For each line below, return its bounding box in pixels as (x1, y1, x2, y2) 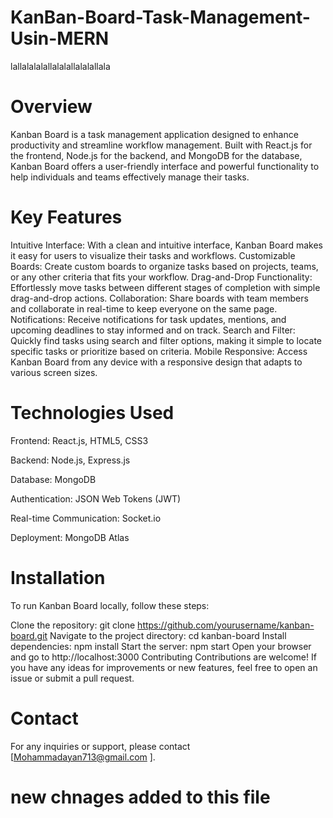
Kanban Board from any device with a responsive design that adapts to (10, 356, 303, 368)
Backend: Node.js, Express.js (10, 454, 131, 466)
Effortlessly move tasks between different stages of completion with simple (10, 281, 321, 293)
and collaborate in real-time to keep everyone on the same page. (10, 302, 278, 315)
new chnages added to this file (10, 786, 271, 808)
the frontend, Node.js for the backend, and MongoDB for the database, (10, 149, 303, 161)
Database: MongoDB (10, 473, 97, 485)
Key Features (10, 206, 123, 229)
